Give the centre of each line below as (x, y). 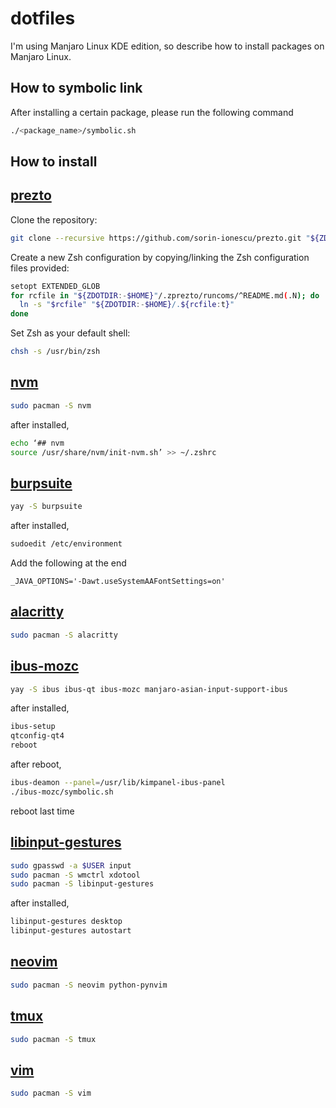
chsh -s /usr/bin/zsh (55, 352)
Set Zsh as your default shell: (70, 333)
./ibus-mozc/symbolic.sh (62, 792)
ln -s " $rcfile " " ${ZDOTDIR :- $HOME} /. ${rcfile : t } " (127, 305)
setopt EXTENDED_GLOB (55, 286)
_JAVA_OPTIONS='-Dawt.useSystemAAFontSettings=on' (118, 582)
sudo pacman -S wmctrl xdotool (75, 875)
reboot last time (42, 811)
